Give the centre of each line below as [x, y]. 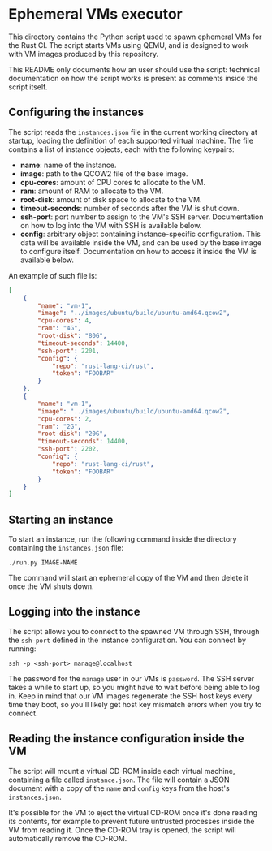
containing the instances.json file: [66, 548]
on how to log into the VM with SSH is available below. [111, 225]
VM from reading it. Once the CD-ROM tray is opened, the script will [123, 830]
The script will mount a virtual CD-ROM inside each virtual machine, [122, 771]
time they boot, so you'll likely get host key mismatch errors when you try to [135, 704]
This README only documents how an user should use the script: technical [134, 69]
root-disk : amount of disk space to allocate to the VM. [111, 199]
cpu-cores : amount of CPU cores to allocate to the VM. [112, 182]
